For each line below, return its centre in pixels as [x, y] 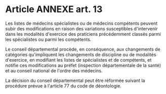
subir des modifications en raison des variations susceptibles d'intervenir [81, 28]
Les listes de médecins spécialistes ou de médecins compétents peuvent [81, 23]
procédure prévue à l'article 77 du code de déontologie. [63, 86]
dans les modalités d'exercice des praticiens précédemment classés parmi [83, 34]
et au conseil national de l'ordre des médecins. [54, 70]
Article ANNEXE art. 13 [54, 9]
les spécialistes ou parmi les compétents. [48, 39]
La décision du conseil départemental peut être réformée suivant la [75, 80]
